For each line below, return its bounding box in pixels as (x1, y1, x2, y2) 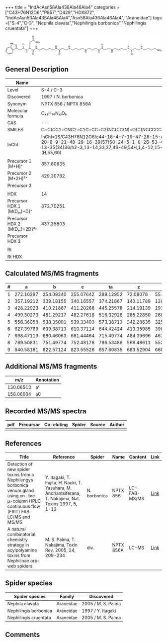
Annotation (35, 377, 60, 383)
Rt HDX (7, 254, 22, 260)
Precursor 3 (7, 183, 32, 188)
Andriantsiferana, (45, 490, 81, 496)
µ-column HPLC (7, 498, 41, 504)
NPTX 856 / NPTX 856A (41, 100, 91, 106)
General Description (5, 65, 69, 74)
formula (7, 113, 23, 119)
